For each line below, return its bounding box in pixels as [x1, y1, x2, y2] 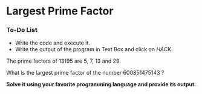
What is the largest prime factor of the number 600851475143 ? [6, 69, 165, 77]
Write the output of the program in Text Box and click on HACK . [15, 46, 173, 53]
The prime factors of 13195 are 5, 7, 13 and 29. [6, 57, 121, 64]
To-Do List [6, 26, 37, 34]
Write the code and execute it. [15, 39, 91, 46]
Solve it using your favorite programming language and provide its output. [6, 81, 197, 88]
